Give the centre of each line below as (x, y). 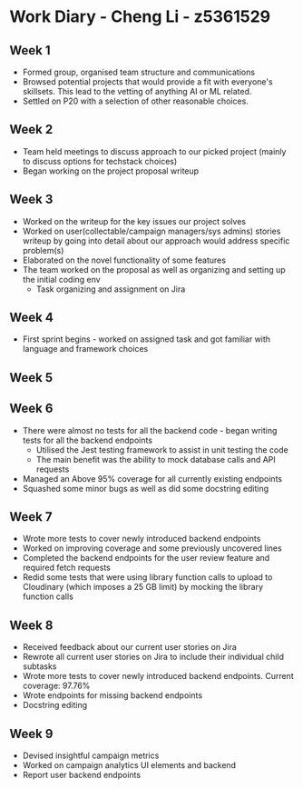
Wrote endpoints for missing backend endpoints (112, 695)
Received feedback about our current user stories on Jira (130, 647)
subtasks (39, 666)
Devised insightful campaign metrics (91, 755)
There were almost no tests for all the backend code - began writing (150, 430)
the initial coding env (62, 279)
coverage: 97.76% (56, 686)
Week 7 (31, 517)
